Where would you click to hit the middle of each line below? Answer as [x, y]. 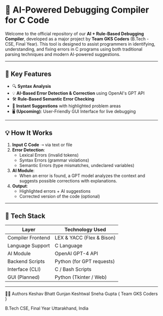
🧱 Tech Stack [25, 216]
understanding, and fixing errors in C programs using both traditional [74, 49]
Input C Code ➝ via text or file [42, 145]
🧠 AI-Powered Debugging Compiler [77, 10]
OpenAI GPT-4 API [76, 253]
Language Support [29, 246]
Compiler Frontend [29, 238]
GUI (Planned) [24, 277]
